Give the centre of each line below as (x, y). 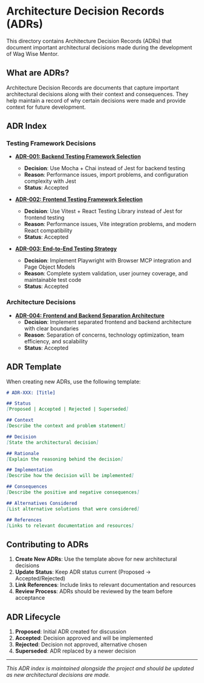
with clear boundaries (51, 328)
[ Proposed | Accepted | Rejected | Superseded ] (68, 409)
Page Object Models (49, 267)
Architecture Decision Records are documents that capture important (93, 88)
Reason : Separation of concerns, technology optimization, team (104, 335)
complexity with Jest (50, 181)
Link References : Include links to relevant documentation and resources (105, 585)
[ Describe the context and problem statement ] (66, 426)
